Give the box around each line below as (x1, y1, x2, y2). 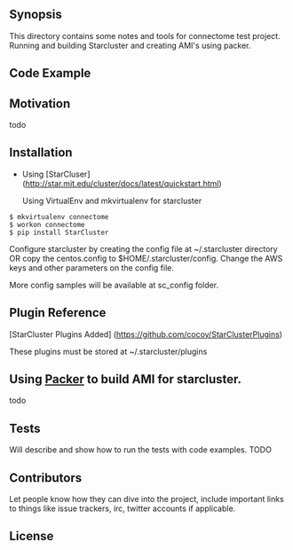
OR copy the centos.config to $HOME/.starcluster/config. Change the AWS (9, 253, 283, 263)
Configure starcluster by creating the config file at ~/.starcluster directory (9, 243, 278, 254)
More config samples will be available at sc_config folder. (9, 279, 219, 290)
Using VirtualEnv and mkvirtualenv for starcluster (21, 195, 202, 206)
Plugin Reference (9, 305, 107, 320)
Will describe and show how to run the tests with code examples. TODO (9, 444, 273, 455)
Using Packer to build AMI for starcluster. (9, 372, 242, 387)
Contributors (9, 470, 83, 485)
